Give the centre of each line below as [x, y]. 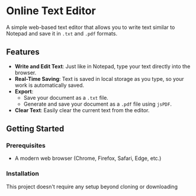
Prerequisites [26, 146]
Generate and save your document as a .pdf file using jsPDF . [97, 104]
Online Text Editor [51, 11]
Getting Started [35, 129]
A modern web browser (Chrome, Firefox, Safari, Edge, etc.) [88, 158]
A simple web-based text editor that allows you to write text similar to [91, 27]
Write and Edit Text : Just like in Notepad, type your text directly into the [102, 66]
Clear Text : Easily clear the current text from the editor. [82, 110]
